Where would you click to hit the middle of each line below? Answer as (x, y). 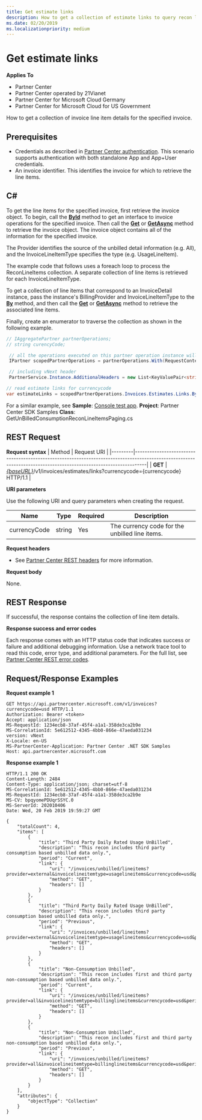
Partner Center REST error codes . (48, 660)
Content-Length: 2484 (33, 779)
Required (91, 515)
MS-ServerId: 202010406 (36, 806)
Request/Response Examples (63, 679)
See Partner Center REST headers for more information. (84, 560)
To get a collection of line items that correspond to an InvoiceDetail (89, 290)
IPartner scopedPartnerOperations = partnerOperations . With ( (87, 361)
